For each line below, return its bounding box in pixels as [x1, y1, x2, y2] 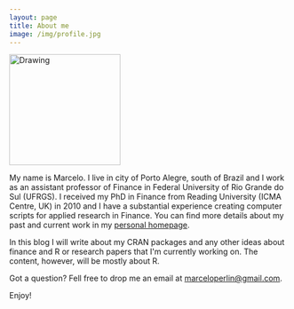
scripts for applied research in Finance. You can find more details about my [9, 210, 284, 221]
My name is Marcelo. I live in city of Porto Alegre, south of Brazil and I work [9, 172, 285, 183]
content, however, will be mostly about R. [9, 256, 160, 266]
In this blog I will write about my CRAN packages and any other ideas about [9, 237, 285, 248]
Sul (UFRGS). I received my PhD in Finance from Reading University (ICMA [9, 192, 282, 202]
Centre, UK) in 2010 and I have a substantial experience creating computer [9, 201, 282, 211]
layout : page [9, 12, 58, 22]
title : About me [9, 21, 69, 30]
